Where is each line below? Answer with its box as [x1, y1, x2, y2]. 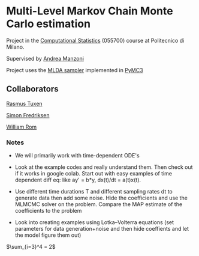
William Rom [6, 123, 37, 130]
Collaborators [6, 84, 59, 94]
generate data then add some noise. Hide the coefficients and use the [14, 194, 188, 202]
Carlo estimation [6, 17, 91, 31]
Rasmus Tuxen [6, 100, 43, 107]
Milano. [6, 43, 25, 50]
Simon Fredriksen [6, 111, 50, 118]
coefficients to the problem [14, 207, 82, 215]
